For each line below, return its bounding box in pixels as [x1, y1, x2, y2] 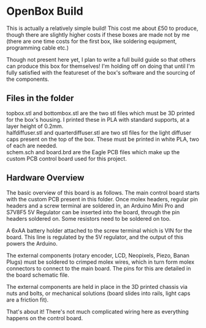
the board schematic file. [6, 271, 69, 278]
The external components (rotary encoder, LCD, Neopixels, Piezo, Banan [6, 252, 190, 259]
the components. [6, 75, 50, 83]
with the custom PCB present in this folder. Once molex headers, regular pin [6, 195, 198, 203]
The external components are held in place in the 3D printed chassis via [6, 283, 188, 290]
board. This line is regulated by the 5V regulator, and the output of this [6, 233, 184, 240]
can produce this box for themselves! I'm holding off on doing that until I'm [6, 62, 195, 70]
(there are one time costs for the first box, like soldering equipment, [6, 37, 177, 45]
